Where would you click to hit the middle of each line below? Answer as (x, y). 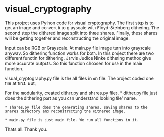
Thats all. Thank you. (26, 129)
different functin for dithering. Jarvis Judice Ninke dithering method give (78, 58)
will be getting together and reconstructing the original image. (67, 38)
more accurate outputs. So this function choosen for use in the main (74, 63)
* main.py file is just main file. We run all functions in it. (72, 120)
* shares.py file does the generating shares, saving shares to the (76, 107)
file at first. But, (21, 83)
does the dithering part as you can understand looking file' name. (71, 98)
